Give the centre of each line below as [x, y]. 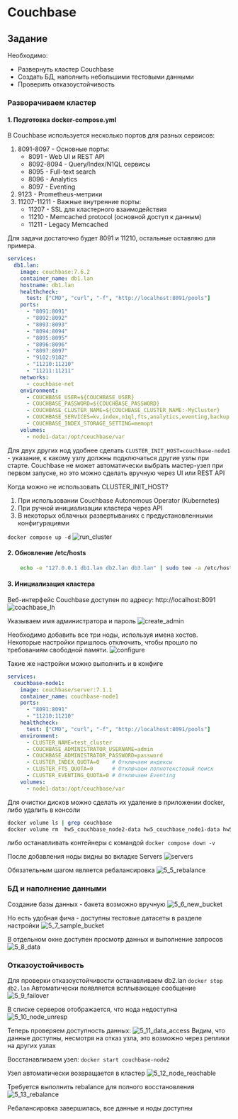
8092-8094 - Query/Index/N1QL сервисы [89, 165]
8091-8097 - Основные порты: [63, 149]
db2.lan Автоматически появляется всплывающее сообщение [102, 988]
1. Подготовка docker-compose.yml [62, 119]
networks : [35, 377]
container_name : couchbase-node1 [69, 696]
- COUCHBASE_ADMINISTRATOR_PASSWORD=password [94, 756]
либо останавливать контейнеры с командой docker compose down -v [112, 843]
